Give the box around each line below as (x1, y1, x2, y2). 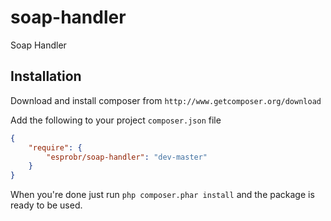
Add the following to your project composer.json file (10, 114, 222, 126)
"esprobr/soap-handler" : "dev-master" (46, 152, 208, 162)
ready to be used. (10, 199, 83, 211)
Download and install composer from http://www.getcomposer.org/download (10, 94, 322, 106)
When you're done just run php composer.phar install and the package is (10, 189, 315, 201)
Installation (10, 68, 82, 85)
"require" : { (28, 142, 83, 153)
